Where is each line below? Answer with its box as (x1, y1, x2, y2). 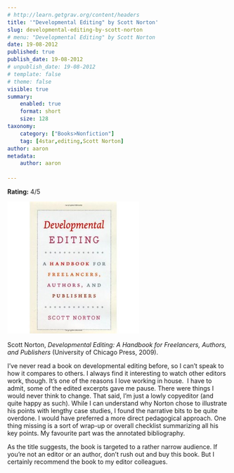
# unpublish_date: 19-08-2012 (7, 63, 96, 70)
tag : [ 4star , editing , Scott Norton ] (20, 137, 124, 144)
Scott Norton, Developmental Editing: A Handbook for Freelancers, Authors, (7, 341, 227, 348)
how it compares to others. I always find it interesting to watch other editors (7, 370, 226, 377)
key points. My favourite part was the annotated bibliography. (7, 429, 186, 437)
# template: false (7, 70, 61, 77)
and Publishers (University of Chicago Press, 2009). (7, 348, 159, 356)
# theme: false (7, 78, 52, 85)
